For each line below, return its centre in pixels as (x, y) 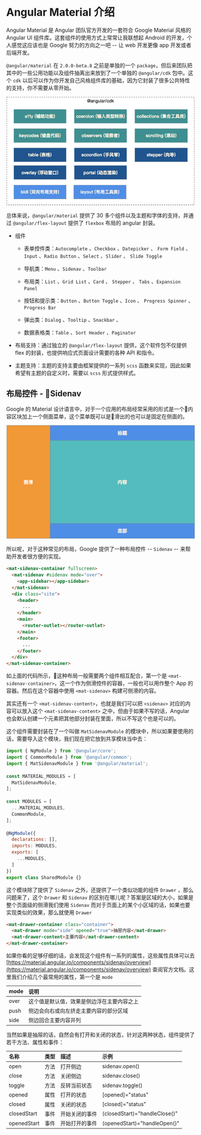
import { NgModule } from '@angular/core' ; (61, 751)
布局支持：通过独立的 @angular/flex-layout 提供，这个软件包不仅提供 (101, 345)
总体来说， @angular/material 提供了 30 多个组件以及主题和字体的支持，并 (97, 215)
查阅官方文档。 (171, 969)
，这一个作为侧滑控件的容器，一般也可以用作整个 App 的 (124, 683)
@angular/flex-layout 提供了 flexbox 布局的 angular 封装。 (86, 223)
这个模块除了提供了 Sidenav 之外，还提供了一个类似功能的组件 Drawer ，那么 (100, 890)
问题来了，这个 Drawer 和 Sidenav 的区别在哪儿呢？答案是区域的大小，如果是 (100, 897)
